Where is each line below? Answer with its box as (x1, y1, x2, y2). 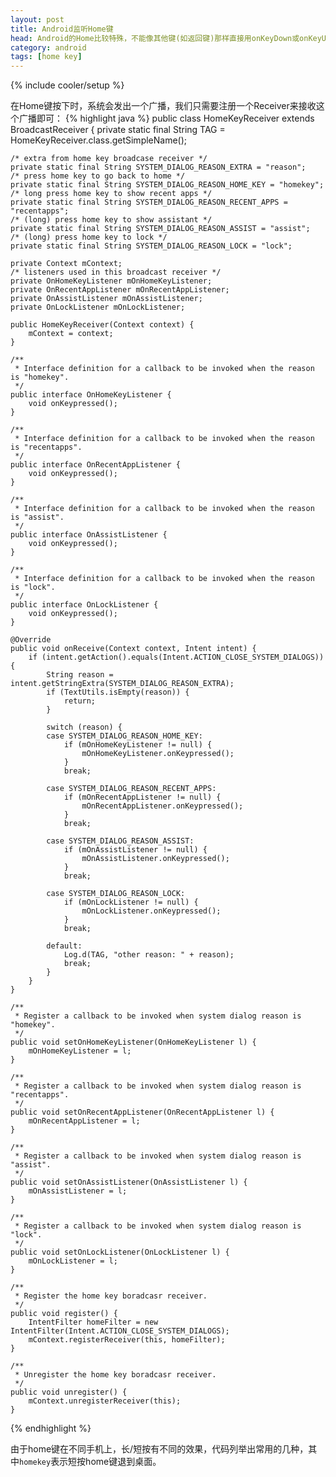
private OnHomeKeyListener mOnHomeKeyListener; (10, 276, 213, 286)
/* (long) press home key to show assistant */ (10, 215, 213, 225)
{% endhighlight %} (10, 1422, 92, 1435)
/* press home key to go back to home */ (10, 171, 186, 181)
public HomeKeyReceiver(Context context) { (10, 320, 195, 330)
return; (63, 696, 97, 706)
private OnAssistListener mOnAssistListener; (10, 294, 203, 304)
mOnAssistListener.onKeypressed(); (81, 854, 230, 864)
